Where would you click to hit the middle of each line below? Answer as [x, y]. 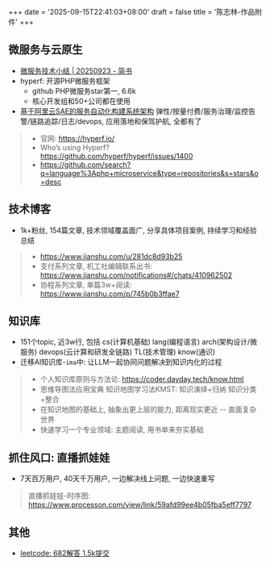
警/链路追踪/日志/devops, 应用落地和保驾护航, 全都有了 [111, 121]
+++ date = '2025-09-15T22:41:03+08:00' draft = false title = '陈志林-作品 [132, 12]
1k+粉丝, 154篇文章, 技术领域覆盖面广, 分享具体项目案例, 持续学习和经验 [138, 230]
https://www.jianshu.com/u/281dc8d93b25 [111, 256]
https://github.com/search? [85, 165]
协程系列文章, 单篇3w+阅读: [86, 284]
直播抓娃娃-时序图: [59, 496]
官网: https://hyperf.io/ [77, 138]
